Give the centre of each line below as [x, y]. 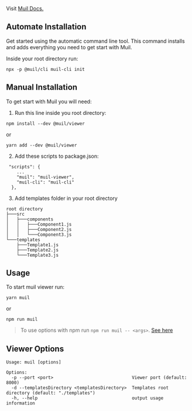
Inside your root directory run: [42, 59]
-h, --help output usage [88, 398]
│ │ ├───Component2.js [39, 229]
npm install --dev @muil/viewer [45, 123]
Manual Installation [42, 87]
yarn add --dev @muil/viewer [42, 145]
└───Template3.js [38, 255]
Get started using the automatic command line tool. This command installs [96, 41]
